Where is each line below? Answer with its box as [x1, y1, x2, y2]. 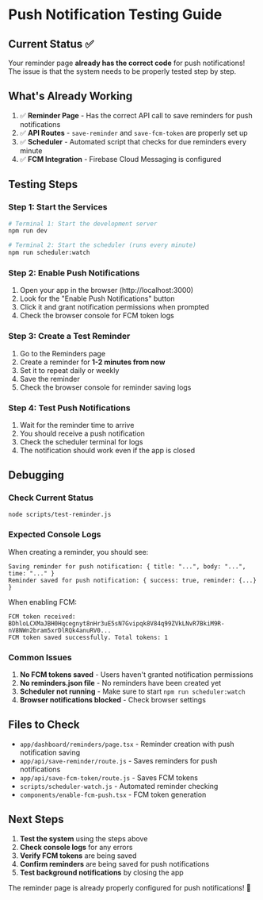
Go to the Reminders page [19, 348, 105, 358]
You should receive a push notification [19, 429, 145, 438]
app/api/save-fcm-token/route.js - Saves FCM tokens [19, 772, 198, 783]
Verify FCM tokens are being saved [19, 851, 137, 860]
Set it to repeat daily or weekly [19, 365, 120, 375]
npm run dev [8, 227, 48, 235]
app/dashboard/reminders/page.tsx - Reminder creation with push [19, 739, 234, 748]
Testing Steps [8, 178, 78, 191]
